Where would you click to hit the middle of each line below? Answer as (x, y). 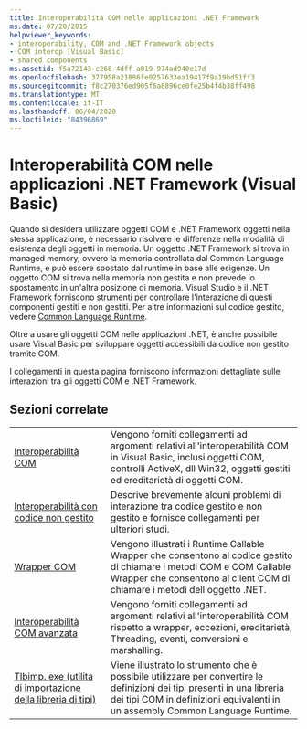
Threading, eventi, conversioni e (179, 639)
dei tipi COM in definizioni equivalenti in (195, 699)
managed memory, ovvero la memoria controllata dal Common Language (147, 259)
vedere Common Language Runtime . (79, 317)
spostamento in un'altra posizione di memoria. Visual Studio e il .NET (139, 288)
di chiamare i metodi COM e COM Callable (201, 566)
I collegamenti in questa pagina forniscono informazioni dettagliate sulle (145, 372)
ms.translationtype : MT (55, 94)
